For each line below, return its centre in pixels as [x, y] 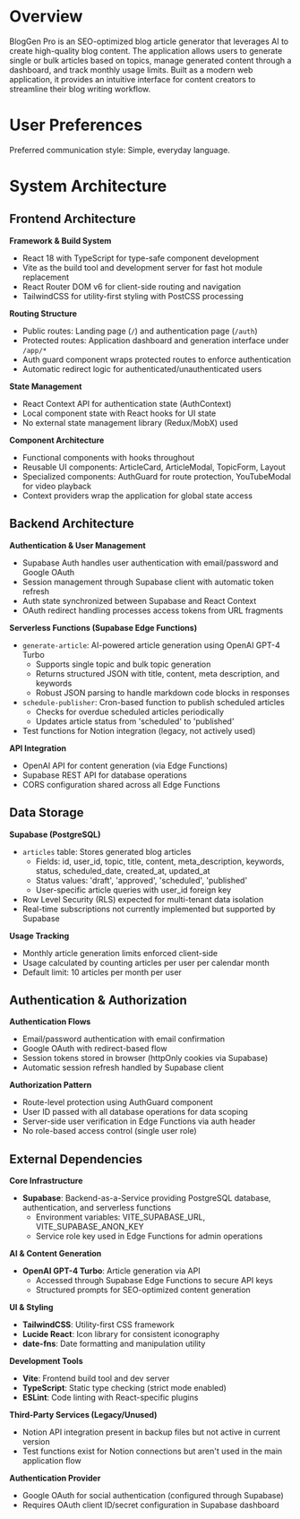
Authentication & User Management [77, 545]
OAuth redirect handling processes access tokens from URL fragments [153, 610]
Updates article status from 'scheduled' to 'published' [135, 721]
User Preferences [76, 125]
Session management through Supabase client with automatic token [148, 582]
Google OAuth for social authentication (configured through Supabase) [153, 1496]
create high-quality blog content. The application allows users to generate [146, 50]
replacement [46, 277]
